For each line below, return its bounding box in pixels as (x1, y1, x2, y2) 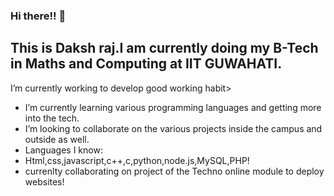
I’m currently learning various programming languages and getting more (24, 101, 322, 113)
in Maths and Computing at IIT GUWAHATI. (10, 55, 283, 73)
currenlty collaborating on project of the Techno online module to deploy (24, 165, 325, 177)
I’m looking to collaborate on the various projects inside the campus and (24, 122, 323, 134)
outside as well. (24, 133, 90, 145)
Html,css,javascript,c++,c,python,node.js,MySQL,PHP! (24, 154, 250, 166)
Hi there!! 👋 (10, 9, 67, 23)
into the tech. (24, 112, 80, 124)
